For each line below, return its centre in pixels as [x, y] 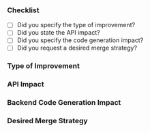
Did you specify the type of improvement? [76, 25]
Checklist [23, 10]
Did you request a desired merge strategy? [77, 48]
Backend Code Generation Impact [64, 103]
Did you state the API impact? [58, 33]
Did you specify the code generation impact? [80, 40]
